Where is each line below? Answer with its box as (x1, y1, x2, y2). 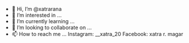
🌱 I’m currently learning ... (11, 18, 75, 24)
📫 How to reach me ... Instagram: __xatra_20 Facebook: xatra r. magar (11, 31, 184, 37)
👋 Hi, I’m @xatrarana (11, 6, 62, 12)
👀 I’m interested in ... (11, 12, 62, 19)
